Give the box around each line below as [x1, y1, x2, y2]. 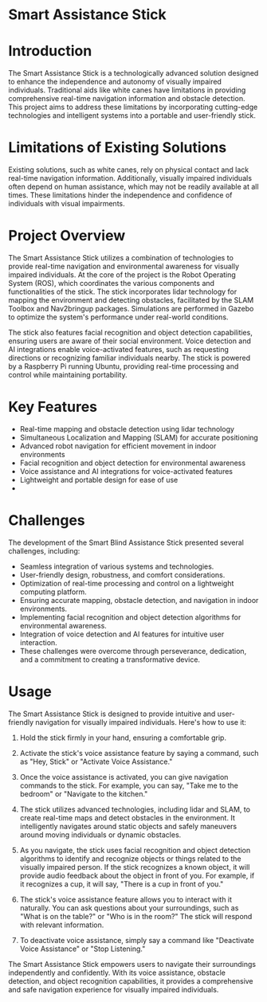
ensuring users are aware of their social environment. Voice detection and [8, 336, 251, 346]
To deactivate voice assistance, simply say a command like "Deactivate [19, 935, 255, 945]
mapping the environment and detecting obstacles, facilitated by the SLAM [8, 296, 254, 304]
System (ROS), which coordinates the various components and [8, 279, 215, 288]
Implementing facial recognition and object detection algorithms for [19, 612, 241, 622]
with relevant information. [19, 920, 104, 930]
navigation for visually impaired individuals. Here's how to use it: [35, 717, 247, 726]
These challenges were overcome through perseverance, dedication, [19, 646, 247, 656]
